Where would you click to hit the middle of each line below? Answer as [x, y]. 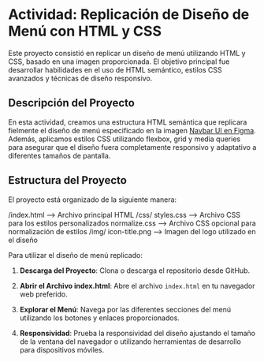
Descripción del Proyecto [72, 103]
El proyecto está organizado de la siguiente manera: [93, 200]
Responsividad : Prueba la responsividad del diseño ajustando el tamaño [138, 333]
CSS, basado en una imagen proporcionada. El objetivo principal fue [119, 62]
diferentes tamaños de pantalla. [59, 155]
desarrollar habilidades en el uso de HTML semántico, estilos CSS [115, 69]
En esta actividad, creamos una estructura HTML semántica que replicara [128, 122]
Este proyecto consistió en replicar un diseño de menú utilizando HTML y [127, 53]
